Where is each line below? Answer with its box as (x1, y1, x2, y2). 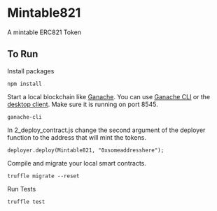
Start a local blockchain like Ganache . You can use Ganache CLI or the (7, 92, 211, 101)
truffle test (7, 198, 45, 205)
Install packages (7, 66, 55, 75)
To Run (7, 48, 38, 60)
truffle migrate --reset (7, 173, 80, 180)
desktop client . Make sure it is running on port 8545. (7, 100, 159, 108)
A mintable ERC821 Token (7, 28, 82, 36)
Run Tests (7, 184, 36, 193)
